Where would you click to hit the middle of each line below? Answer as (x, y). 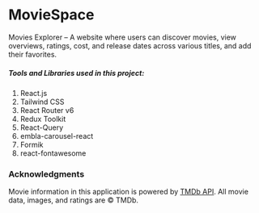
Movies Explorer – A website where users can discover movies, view (123, 37)
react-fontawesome (53, 153)
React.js (34, 93)
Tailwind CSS (42, 102)
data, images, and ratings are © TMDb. (74, 200)
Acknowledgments (47, 173)
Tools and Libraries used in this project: (76, 73)
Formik (32, 144)
